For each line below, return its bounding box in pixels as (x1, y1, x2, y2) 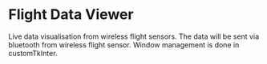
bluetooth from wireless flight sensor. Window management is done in (8, 40, 240, 49)
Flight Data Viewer (8, 6, 134, 24)
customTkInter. (8, 48, 58, 58)
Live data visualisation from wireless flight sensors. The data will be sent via (8, 32, 259, 41)
